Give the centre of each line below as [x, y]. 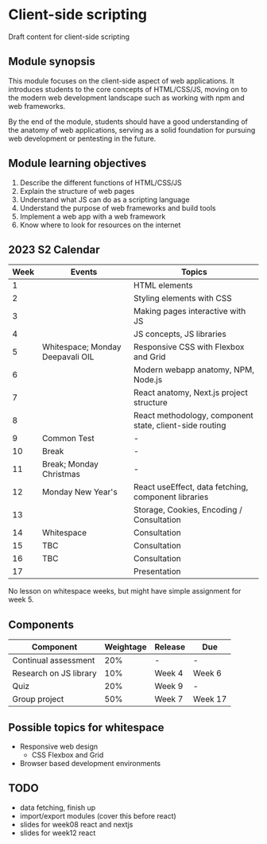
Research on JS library [54, 673]
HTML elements [163, 285]
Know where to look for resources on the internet [100, 225]
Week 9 [169, 687]
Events [84, 272]
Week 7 [169, 699]
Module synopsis [52, 62]
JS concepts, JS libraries [180, 334]
